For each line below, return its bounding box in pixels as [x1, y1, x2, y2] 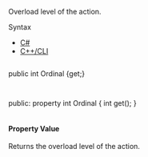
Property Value [8, 123, 60, 133]
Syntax [8, 22, 32, 31]
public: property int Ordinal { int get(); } [8, 99, 138, 107]
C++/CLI [19, 46, 49, 55]
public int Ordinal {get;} [8, 69, 86, 78]
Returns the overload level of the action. [8, 142, 140, 151]
